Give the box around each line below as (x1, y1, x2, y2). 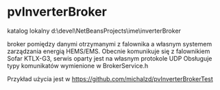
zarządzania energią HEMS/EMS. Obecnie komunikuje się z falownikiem (7, 47, 210, 55)
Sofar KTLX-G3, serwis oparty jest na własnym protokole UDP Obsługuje (7, 54, 212, 62)
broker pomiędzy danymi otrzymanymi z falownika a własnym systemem (7, 40, 212, 48)
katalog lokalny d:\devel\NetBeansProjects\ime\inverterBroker (7, 27, 182, 35)
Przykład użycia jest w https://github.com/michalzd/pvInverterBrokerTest (7, 74, 214, 82)
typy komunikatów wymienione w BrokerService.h (7, 61, 149, 70)
